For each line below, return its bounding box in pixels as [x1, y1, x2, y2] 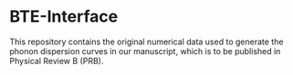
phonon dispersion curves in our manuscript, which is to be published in [9, 45, 281, 56]
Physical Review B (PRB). [9, 55, 104, 66]
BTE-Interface [9, 6, 119, 27]
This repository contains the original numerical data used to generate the [9, 36, 284, 47]
